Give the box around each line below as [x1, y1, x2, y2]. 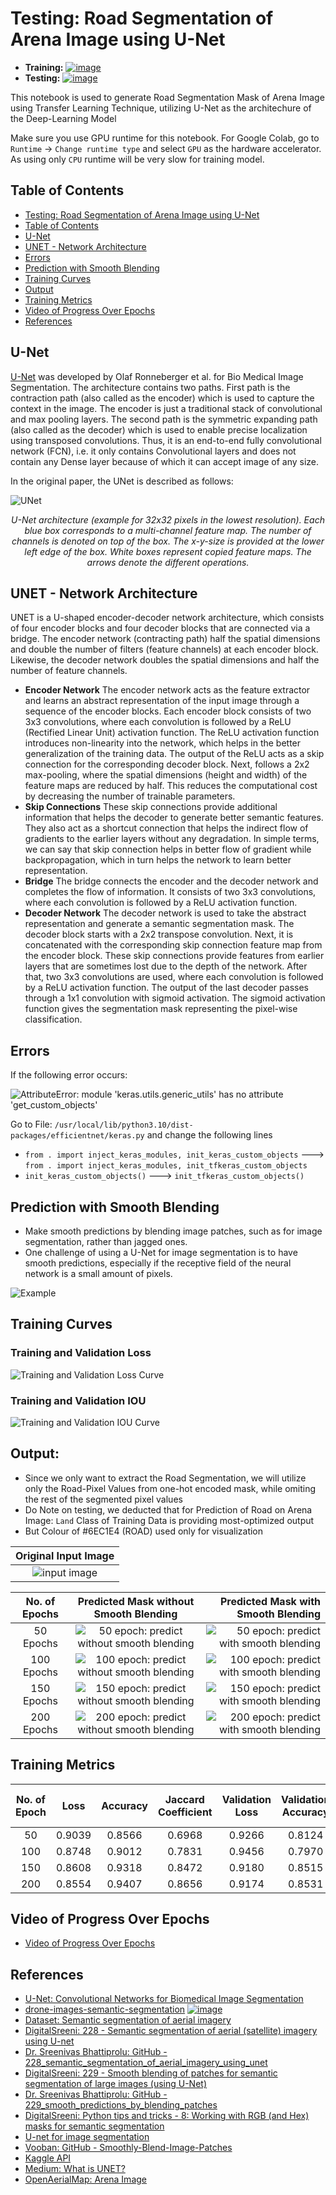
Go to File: [10, 1118, 53, 1131]
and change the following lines [146, 1129, 273, 1141]
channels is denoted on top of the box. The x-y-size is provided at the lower [11, 535, 325, 547]
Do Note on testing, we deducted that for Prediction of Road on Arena [24, 1503, 313, 1516]
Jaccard [164, 1792, 205, 1806]
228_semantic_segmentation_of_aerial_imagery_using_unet [24, 2057, 268, 2069]
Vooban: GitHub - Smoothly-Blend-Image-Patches [24, 2142, 233, 2154]
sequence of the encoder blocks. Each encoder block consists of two [24, 705, 312, 717]
